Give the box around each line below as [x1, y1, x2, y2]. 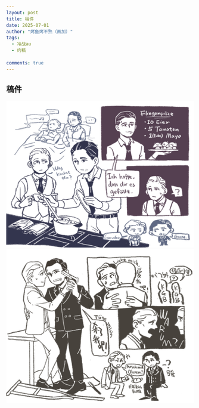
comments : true [6, 60, 44, 66]
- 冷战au [11, 41, 32, 47]
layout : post [6, 10, 39, 16]
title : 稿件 [6, 16, 34, 22]
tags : [6, 35, 20, 41]
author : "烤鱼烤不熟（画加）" [6, 29, 73, 35]
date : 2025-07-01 [6, 22, 49, 28]
